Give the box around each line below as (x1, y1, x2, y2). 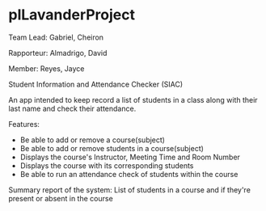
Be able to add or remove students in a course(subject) (19, 143, 205, 153)
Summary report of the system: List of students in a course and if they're (8, 184, 251, 195)
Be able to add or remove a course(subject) (19, 135, 166, 145)
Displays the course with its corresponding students (19, 160, 194, 171)
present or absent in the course (8, 193, 113, 203)
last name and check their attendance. (8, 103, 137, 113)
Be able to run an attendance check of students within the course (19, 169, 239, 179)
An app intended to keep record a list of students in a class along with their (8, 95, 258, 104)
